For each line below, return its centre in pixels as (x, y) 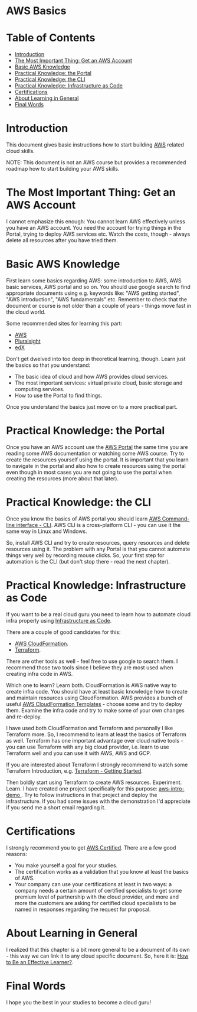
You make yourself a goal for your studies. (66, 865)
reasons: (17, 854)
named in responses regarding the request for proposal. (83, 909)
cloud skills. (21, 151)
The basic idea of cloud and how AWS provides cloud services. (92, 376)
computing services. (40, 389)
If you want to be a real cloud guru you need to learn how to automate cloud (98, 614)
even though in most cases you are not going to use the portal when (89, 472)
